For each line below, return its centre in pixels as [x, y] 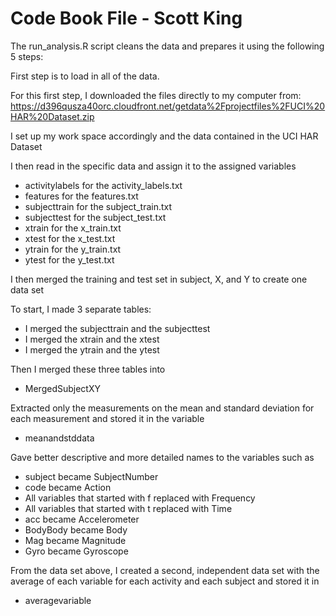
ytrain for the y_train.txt [73, 249]
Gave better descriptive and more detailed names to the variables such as [162, 457]
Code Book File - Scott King [126, 18]
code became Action [68, 487]
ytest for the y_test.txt [69, 259]
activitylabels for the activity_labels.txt [103, 185]
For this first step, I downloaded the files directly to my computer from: [156, 95]
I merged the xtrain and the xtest [92, 339]
